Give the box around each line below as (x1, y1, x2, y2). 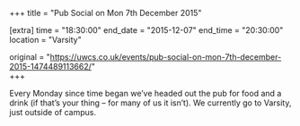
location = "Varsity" (9, 35, 83, 45)
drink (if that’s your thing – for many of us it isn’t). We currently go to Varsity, (9, 97, 292, 108)
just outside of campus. (9, 107, 97, 117)
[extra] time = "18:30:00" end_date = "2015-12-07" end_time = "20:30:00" (9, 25, 284, 35)
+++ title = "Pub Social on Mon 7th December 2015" (9, 8, 202, 18)
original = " (9, 52, 51, 62)
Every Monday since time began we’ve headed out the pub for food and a (9, 88, 282, 98)
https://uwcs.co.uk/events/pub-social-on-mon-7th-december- (49, 52, 282, 62)
